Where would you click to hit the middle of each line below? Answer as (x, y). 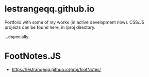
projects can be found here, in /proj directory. (50, 27)
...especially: (17, 37)
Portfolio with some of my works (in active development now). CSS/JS (74, 22)
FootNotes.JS (33, 56)
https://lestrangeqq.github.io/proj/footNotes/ (56, 69)
